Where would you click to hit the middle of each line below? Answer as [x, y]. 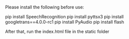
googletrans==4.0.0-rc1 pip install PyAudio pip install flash [64, 22]
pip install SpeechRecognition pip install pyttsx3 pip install [64, 17]
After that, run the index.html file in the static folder [57, 31]
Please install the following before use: [45, 7]
